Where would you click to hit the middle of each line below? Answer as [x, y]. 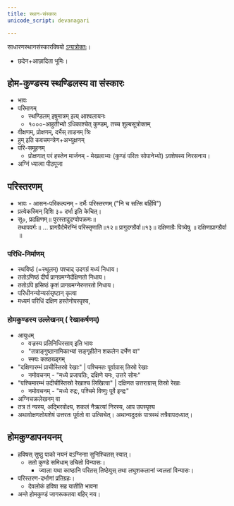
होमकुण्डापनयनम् [35, 437]
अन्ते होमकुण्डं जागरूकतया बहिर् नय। [59, 494]
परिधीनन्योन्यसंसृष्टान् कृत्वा [47, 293]
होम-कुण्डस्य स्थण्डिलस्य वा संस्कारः [66, 83]
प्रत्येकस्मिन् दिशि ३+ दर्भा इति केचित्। [60, 212]
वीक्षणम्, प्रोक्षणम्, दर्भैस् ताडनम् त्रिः [54, 132]
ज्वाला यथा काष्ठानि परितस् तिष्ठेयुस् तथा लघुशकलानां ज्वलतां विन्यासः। [116, 470]
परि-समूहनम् [31, 148]
